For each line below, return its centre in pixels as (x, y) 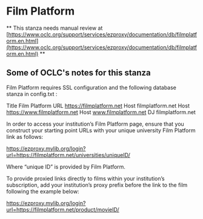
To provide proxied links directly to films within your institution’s (85, 178)
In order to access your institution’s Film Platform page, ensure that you (95, 124)
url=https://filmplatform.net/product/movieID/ (63, 209)
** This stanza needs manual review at (55, 28)
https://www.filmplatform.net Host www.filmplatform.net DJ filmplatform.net (101, 112)
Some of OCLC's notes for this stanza (78, 73)
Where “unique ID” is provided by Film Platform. (66, 167)
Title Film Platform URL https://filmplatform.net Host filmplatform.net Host (98, 106)
